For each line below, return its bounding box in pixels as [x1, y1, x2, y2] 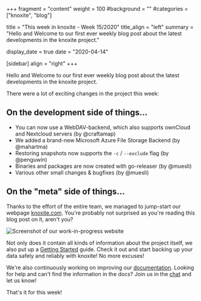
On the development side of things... [6, 108, 148, 118]
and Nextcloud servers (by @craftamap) [15, 130, 116, 137]
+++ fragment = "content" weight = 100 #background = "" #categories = [6, 5, 188, 12]
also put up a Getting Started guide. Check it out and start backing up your [6, 246, 193, 253]
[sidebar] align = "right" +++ [6, 60, 78, 67]
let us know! [6, 277, 37, 284]
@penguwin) [15, 156, 47, 163]
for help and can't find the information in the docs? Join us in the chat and [6, 270, 192, 277]
